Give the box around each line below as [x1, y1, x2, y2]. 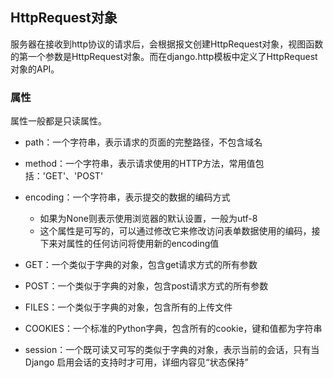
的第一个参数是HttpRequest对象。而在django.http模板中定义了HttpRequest [10, 50, 318, 62]
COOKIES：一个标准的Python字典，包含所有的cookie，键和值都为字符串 [24, 323, 323, 335]
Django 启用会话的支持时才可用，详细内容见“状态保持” [24, 356, 249, 368]
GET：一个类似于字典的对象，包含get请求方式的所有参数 [24, 259, 258, 271]
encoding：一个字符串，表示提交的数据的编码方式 [24, 191, 231, 203]
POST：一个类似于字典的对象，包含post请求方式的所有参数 [24, 280, 269, 292]
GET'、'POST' [44, 170, 104, 182]
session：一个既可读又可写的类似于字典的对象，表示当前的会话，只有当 [24, 344, 320, 356]
